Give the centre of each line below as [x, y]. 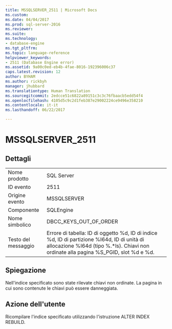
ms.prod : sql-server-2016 [33, 24]
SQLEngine [60, 210]
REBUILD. [15, 322]
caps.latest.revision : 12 [33, 72]
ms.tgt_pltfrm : [21, 48]
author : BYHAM [20, 77]
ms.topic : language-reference [38, 53]
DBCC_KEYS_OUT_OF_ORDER [82, 222]
